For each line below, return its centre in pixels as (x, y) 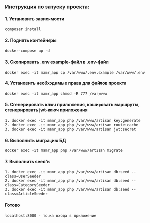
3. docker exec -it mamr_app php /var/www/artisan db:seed (67, 190)
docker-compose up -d (27, 51)
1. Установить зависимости (35, 19)
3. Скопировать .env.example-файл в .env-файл (57, 62)
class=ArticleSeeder (26, 194)
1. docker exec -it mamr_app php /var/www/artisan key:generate (73, 120)
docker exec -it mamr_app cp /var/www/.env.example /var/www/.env (75, 72)
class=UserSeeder (23, 177)
